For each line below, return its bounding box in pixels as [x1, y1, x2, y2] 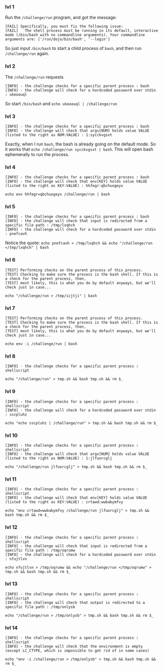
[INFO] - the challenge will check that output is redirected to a [5, 600, 145, 605]
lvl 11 [5, 476, 17, 483]
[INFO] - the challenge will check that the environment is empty [5, 644, 143, 649]
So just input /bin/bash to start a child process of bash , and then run [5, 46, 142, 51]
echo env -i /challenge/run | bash [5, 342, 78, 347]
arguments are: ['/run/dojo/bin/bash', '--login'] [5, 37, 110, 42]
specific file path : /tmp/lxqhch [5, 223, 76, 228]
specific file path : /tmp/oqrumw [5, 548, 76, 553]
